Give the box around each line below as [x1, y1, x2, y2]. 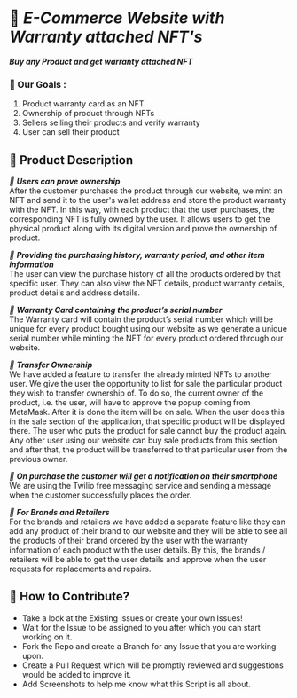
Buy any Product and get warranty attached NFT [9, 56, 193, 67]
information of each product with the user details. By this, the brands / [9, 545, 266, 555]
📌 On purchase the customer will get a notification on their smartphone [9, 471, 278, 482]
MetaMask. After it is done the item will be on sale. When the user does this [9, 407, 285, 418]
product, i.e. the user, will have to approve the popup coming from [9, 397, 251, 408]
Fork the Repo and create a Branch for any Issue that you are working [21, 640, 277, 651]
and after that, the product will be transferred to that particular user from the [9, 444, 288, 455]
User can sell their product [21, 127, 120, 137]
